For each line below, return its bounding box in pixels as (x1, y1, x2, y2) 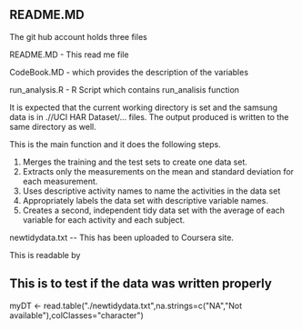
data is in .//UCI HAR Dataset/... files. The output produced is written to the (9, 111, 289, 122)
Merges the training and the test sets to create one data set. (22, 156, 247, 167)
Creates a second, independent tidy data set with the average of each (22, 205, 285, 215)
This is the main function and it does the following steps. (9, 138, 221, 149)
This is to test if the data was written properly (9, 276, 273, 292)
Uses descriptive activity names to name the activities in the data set (22, 185, 281, 196)
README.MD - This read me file (9, 49, 129, 60)
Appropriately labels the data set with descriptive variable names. (22, 195, 268, 205)
